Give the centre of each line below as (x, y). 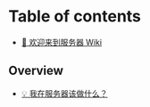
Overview (36, 71)
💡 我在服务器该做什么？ (64, 93)
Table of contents (75, 16)
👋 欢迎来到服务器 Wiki (62, 42)
